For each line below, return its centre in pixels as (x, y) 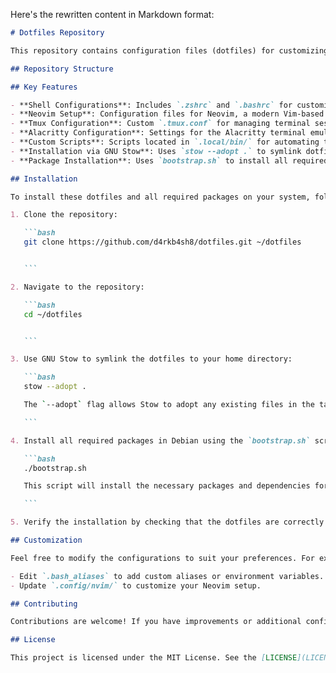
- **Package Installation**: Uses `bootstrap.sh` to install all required (169, 160)
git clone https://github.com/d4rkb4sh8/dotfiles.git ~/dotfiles (162, 242)
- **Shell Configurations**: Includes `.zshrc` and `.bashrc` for (151, 105)
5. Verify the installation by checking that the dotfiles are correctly (167, 522)
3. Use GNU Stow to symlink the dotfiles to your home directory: (151, 359)
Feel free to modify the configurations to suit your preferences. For (162, 558)
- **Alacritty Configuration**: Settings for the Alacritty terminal (158, 133)
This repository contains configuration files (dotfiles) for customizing (169, 50)
